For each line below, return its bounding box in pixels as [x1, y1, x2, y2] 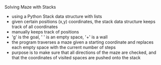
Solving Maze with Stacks [4, 4, 56, 10]
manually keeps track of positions [11, 29, 80, 34]
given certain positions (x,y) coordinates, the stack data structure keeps [11, 19, 156, 24]
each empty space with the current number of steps [11, 45, 116, 50]
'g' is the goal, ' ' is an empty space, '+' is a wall [11, 34, 108, 40]
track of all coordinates [11, 24, 58, 30]
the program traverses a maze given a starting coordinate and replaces [11, 39, 154, 45]
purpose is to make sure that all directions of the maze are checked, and [11, 49, 156, 55]
